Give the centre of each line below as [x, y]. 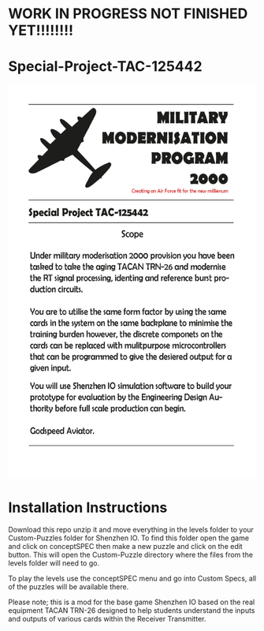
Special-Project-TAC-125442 [105, 67]
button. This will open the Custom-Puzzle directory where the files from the [131, 555]
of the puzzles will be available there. [69, 587]
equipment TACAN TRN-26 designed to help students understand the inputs [132, 610]
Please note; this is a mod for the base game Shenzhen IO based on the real [132, 602]
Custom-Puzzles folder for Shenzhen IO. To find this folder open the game [129, 538]
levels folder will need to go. [54, 563]
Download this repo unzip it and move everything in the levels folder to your [131, 530]
